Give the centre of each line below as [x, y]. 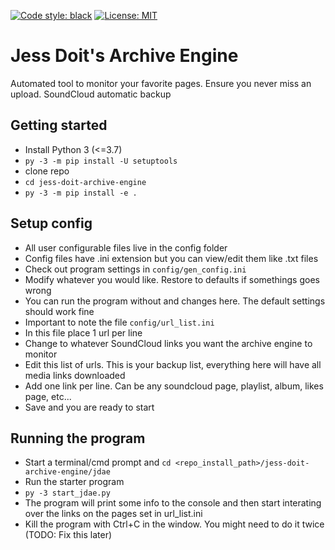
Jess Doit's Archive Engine [124, 56]
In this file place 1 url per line [83, 332]
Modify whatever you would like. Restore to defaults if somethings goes [172, 279]
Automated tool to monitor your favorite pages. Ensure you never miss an [161, 83]
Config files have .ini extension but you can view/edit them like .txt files [171, 258]
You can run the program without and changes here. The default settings [175, 301]
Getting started [59, 125]
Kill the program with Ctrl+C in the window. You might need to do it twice [174, 524]
